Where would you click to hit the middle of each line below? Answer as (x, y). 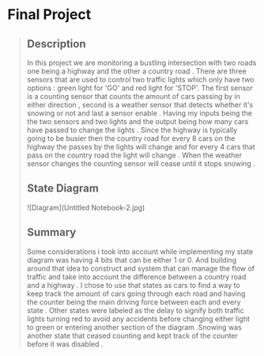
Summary (51, 232)
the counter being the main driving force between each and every (134, 301)
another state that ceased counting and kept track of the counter (132, 335)
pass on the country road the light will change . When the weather (134, 155)
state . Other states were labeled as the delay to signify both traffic (135, 310)
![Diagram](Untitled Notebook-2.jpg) (86, 207)
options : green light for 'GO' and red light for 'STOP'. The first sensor (140, 88)
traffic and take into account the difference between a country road (136, 276)
